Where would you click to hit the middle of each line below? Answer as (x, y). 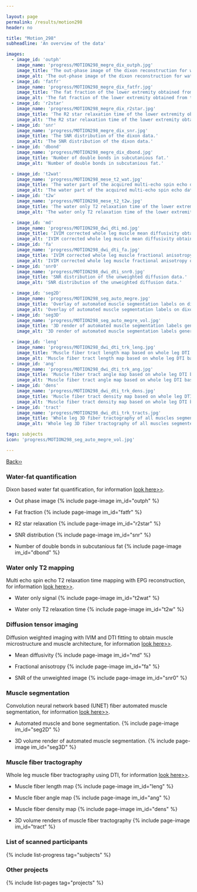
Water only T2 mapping (40, 568)
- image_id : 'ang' (34, 364)
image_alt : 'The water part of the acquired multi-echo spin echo (99, 190)
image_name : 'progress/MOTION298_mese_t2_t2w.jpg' (80, 201)
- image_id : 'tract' (36, 407)
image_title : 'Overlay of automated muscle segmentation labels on (101, 304)
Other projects (27, 870)
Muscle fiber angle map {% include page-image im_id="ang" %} (92, 798)
